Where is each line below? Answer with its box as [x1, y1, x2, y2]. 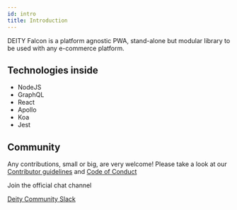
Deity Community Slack [7, 195, 76, 204]
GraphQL [17, 91, 45, 99]
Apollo [17, 105, 37, 114]
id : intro [7, 10, 37, 18]
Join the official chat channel [7, 181, 92, 189]
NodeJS [17, 83, 42, 92]
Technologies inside [7, 64, 99, 76]
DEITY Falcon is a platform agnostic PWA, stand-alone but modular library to [7, 36, 231, 45]
